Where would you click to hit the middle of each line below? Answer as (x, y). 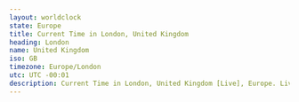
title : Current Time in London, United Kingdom (99, 34)
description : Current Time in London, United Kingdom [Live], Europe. (143, 83)
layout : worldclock (45, 17)
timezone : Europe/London (55, 67)
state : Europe (36, 26)
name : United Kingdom (49, 51)
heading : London (39, 42)
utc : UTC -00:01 (39, 75)
